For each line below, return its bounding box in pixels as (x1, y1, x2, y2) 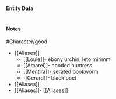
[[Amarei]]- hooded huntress (23, 62, 93, 69)
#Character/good (6, 38, 48, 45)
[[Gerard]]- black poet (23, 74, 77, 81)
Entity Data (6, 5, 34, 12)
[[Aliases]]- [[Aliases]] (14, 87, 68, 94)
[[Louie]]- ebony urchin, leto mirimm (23, 56, 111, 63)
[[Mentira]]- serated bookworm (23, 68, 99, 76)
